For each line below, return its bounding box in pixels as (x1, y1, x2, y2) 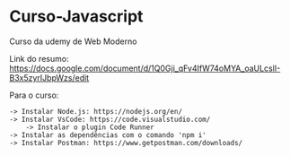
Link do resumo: (9, 53, 69, 64)
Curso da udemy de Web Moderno (9, 36, 137, 47)
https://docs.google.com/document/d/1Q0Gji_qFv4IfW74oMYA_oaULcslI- (9, 63, 281, 74)
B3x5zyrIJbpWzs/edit (9, 72, 90, 82)
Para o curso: (9, 90, 59, 100)
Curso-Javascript (9, 6, 144, 27)
